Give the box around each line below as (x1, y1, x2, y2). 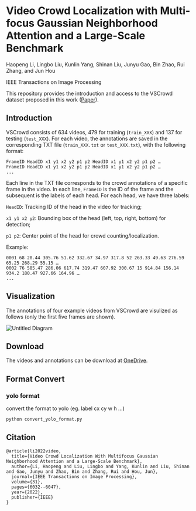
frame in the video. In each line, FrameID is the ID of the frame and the (6, 185, 174, 192)
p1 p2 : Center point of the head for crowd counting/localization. (6, 232, 159, 239)
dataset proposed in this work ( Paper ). (6, 96, 99, 103)
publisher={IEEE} (11, 494, 54, 500)
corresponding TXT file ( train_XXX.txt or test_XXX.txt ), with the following (6, 141, 186, 148)
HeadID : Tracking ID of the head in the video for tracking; (6, 203, 142, 210)
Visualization (6, 292, 56, 302)
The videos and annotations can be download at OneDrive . (6, 357, 148, 364)
